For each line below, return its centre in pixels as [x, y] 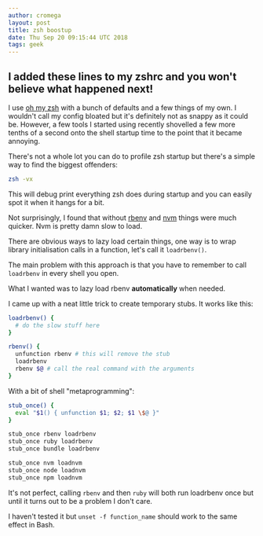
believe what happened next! [81, 88]
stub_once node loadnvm [47, 470]
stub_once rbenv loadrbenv [52, 434]
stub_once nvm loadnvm [45, 463]
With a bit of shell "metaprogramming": [71, 391]
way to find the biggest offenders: [63, 164]
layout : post [29, 23]
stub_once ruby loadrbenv [50, 442]
